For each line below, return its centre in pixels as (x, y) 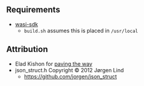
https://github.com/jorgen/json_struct (70, 76)
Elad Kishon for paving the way (53, 64)
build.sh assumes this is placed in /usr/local (81, 30)
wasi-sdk (26, 24)
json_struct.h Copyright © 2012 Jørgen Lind (69, 70)
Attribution (27, 49)
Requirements (33, 10)
